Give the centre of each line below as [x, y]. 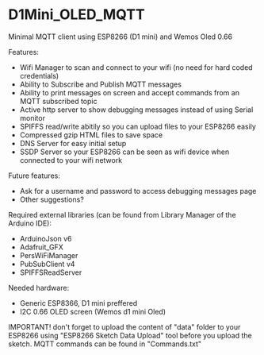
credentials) [39, 75]
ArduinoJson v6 [46, 238]
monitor [33, 118]
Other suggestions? [52, 199]
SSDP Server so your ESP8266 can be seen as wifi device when [124, 152]
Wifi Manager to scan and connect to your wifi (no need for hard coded [136, 67]
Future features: [34, 176]
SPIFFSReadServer [51, 272]
